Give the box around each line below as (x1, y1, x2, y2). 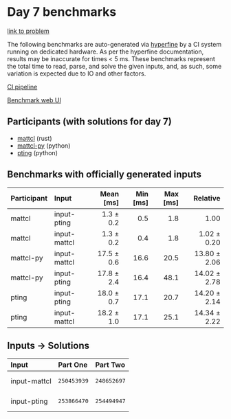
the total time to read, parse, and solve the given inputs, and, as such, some (7, 62, 222, 70)
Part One (58, 360, 88, 370)
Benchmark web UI (7, 95, 62, 104)
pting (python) (16, 148, 58, 157)
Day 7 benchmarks (7, 4, 117, 20)
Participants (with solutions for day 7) (7, 116, 172, 128)
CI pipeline (7, 82, 38, 91)
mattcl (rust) (16, 134, 53, 142)
